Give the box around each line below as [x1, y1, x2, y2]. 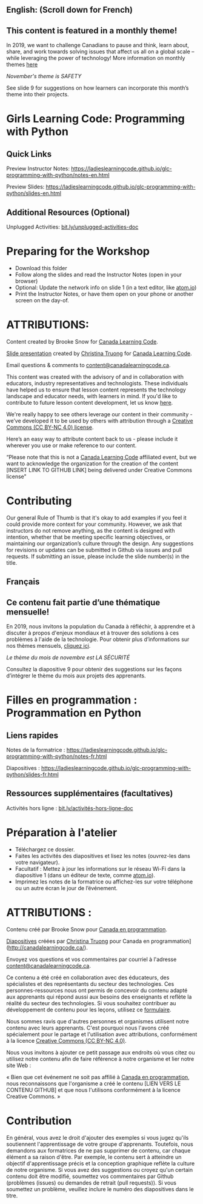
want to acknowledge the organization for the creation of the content [6, 460, 179, 467]
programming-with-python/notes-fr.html [6, 753, 107, 760]
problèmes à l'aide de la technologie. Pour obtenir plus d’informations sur [6, 636, 190, 643]
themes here [6, 61, 38, 68]
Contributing [6, 494, 72, 508]
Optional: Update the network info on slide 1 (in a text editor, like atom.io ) [15, 284, 197, 291]
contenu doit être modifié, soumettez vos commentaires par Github [6, 1172, 174, 1180]
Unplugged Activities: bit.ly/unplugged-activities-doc [6, 224, 139, 231]
